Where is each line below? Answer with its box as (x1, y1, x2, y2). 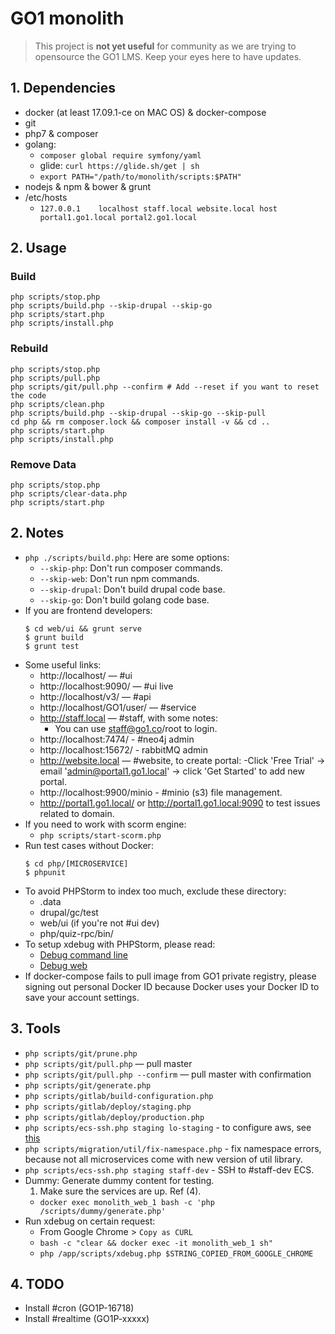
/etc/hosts (24, 191, 68, 203)
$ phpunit (24, 867, 67, 877)
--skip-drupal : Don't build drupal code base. (39, 583, 226, 595)
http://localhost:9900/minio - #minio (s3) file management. (39, 786, 283, 798)
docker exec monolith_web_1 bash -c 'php (39, 1197, 215, 1207)
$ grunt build (24, 632, 84, 642)
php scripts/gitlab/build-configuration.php (24, 1091, 214, 1101)
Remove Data (10, 457, 77, 471)
